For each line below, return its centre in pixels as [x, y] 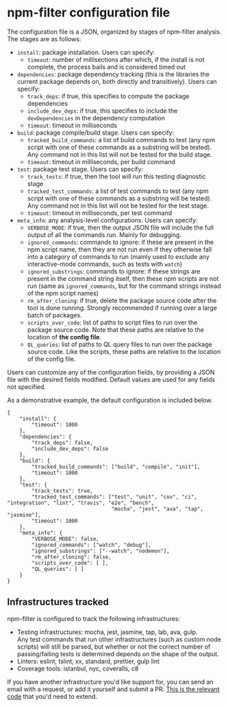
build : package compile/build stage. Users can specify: [96, 133]
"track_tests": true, [63, 491]
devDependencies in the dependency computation [96, 117]
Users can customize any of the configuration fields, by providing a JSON [111, 372]
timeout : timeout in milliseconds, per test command [100, 213]
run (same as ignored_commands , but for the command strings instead [124, 286]
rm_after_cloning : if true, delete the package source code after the [122, 300]
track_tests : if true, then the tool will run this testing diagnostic [116, 176]
